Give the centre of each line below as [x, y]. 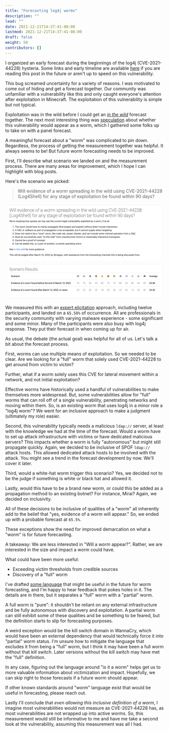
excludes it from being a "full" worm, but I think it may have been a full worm [84, 646]
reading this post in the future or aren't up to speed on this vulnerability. [80, 74]
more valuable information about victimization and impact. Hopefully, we [80, 672]
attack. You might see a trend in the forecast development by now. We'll [80, 458]
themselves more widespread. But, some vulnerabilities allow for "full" [78, 394]
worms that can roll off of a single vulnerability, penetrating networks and [81, 400]
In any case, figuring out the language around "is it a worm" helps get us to [83, 667]
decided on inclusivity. [28, 499]
